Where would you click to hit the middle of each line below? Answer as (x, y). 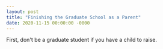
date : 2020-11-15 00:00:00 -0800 (48, 23)
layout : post (23, 12)
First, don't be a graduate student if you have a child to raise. (82, 40)
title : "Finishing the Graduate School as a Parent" (74, 17)
